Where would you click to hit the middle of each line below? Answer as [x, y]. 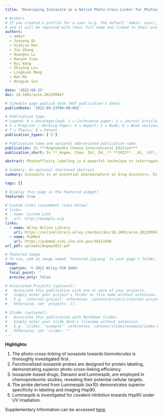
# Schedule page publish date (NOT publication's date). [64, 103]
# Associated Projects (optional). [41, 286]
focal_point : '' [26, 273]
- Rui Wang [20, 64]
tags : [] [14, 183]
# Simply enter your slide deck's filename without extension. [72, 321]
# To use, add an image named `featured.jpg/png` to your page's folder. [81, 259]
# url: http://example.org [34, 219]
